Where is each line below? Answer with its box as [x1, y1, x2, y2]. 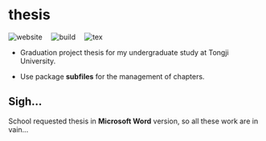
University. [19, 56, 56, 66]
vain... [8, 124, 29, 134]
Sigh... [8, 95, 43, 109]
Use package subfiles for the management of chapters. [19, 71, 205, 81]
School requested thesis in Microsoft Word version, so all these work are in [8, 116, 259, 126]
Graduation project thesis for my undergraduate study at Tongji [19, 47, 229, 57]
